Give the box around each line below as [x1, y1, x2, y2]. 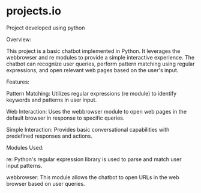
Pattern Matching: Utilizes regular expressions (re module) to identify [6, 90, 177, 97]
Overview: [6, 35, 32, 43]
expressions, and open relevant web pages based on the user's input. [6, 66, 179, 73]
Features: [6, 78, 30, 85]
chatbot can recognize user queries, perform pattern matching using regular [6, 60, 195, 67]
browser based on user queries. [6, 180, 85, 187]
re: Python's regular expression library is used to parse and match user [6, 155, 182, 163]
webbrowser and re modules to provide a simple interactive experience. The [6, 54, 195, 61]
